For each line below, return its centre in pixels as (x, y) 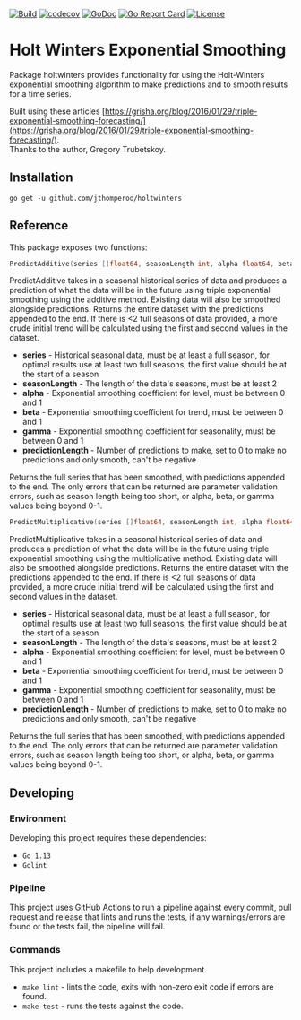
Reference (39, 225)
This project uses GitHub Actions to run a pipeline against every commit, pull (150, 908)
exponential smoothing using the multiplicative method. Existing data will (143, 558)
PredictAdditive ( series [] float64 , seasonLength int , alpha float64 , (142, 264)
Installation (41, 178)
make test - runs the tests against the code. (103, 1006)
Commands (35, 950)
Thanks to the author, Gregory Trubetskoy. (88, 149)
